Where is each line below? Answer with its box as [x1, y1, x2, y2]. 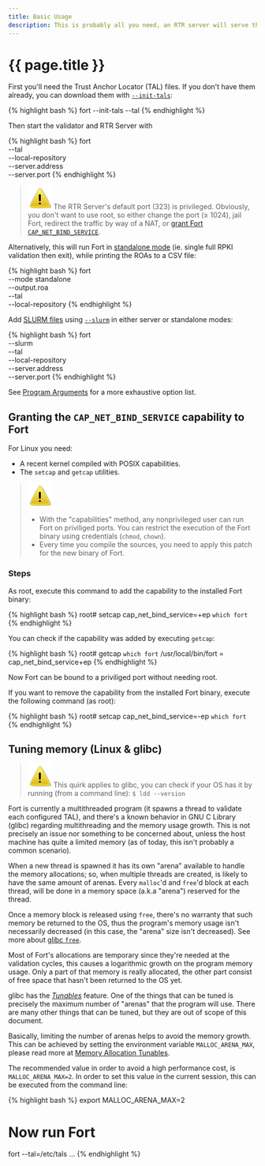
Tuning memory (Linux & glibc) [8, 742, 162, 755]
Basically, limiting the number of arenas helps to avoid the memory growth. [8, 1031, 252, 1041]
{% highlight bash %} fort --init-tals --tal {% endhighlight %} [8, 106, 206, 115]
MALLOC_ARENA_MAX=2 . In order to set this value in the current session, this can [8, 1072, 256, 1082]
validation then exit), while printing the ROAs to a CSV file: [8, 251, 196, 261]
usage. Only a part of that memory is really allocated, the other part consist [8, 967, 252, 977]
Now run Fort [8, 1123, 96, 1141]
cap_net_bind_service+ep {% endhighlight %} [8, 657, 158, 666]
